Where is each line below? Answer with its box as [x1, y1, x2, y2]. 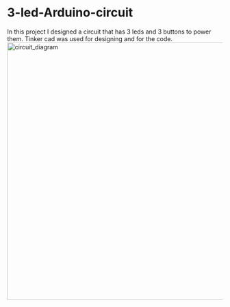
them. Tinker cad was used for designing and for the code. [7, 34, 173, 42]
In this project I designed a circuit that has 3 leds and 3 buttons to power [7, 27, 212, 36]
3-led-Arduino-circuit [7, 5, 133, 21]
